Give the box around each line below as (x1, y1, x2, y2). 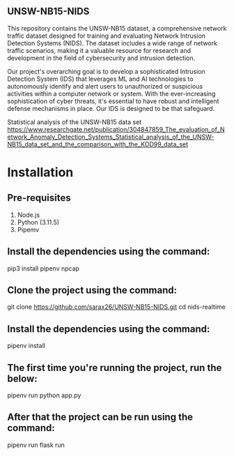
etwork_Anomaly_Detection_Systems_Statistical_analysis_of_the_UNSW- (7, 132, 214, 141)
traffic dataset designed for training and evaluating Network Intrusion (7, 31, 206, 40)
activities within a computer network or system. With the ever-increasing (7, 89, 216, 98)
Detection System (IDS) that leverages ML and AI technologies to (7, 75, 194, 83)
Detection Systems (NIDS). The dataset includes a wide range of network (7, 38, 218, 47)
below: (7, 372, 38, 384)
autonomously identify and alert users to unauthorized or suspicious (7, 82, 203, 90)
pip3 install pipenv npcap (7, 264, 80, 273)
